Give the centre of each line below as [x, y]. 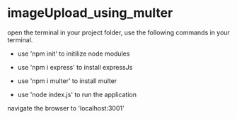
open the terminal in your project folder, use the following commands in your [118, 32]
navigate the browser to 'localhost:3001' [66, 108]
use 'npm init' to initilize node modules [74, 54]
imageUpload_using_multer [90, 13]
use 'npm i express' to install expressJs [75, 67]
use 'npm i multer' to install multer [67, 81]
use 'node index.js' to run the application [77, 94]
